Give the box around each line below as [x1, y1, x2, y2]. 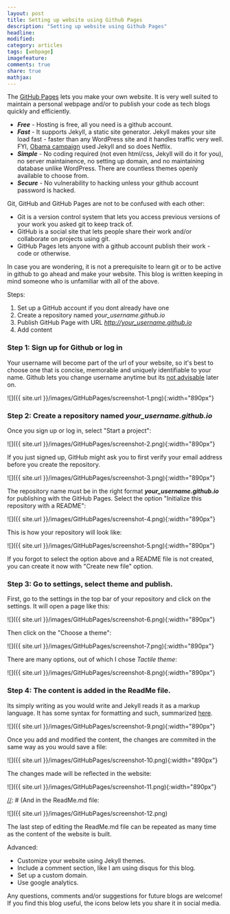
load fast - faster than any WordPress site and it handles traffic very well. [16, 135, 224, 144]
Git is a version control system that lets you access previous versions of [16, 213, 221, 221]
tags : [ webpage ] [7, 49, 54, 56]
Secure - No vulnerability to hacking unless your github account [16, 179, 199, 187]
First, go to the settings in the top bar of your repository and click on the [7, 595, 211, 603]
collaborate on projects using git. [16, 235, 111, 243]
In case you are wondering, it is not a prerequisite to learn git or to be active [7, 262, 222, 271]
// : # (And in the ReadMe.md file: [7, 796, 100, 804]
